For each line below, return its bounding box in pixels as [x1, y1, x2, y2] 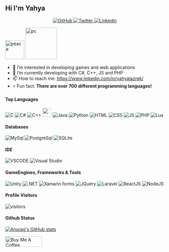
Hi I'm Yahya [5, 4, 45, 13]
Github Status [5, 215, 35, 221]
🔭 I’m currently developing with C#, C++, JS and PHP [12, 69, 124, 75]
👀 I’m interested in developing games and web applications [12, 64, 135, 70]
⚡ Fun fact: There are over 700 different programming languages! [12, 83, 152, 89]
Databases [5, 123, 29, 130]
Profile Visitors [5, 192, 37, 198]
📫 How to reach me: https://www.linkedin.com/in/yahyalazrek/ [12, 75, 144, 81]
